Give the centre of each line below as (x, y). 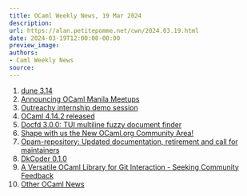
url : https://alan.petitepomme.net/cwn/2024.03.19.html (104, 30)
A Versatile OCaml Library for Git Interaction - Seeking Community (129, 167)
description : (31, 23)
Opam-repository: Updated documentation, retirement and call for (129, 142)
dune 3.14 (36, 90)
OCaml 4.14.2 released (58, 116)
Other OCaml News (52, 184)
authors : (24, 53)
